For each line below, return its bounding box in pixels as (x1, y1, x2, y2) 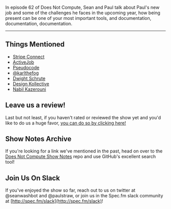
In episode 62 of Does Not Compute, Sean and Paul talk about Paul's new (5, 5, 160, 10)
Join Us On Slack (5, 173, 60, 182)
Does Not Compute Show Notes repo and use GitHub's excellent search (5, 153, 156, 160)
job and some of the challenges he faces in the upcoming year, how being (5, 10, 160, 16)
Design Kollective (12, 81, 49, 87)
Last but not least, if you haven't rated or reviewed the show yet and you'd (5, 114, 161, 120)
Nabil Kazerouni (12, 86, 46, 92)
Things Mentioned (5, 40, 65, 49)
